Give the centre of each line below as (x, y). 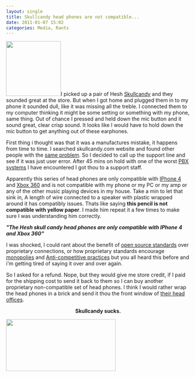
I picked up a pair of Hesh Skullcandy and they (117, 94)
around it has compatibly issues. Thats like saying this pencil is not (87, 204)
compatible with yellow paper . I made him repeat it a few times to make (93, 210)
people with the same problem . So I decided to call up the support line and (96, 155)
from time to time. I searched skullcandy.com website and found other (90, 149)
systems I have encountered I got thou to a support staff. (74, 168)
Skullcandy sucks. (98, 311)
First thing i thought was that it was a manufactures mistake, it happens (92, 143)
